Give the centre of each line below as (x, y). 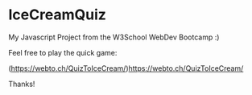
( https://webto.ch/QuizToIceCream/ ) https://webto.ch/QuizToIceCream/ (126, 68)
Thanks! (22, 84)
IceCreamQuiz (58, 15)
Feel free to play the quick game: (63, 52)
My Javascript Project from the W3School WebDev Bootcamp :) (114, 37)
